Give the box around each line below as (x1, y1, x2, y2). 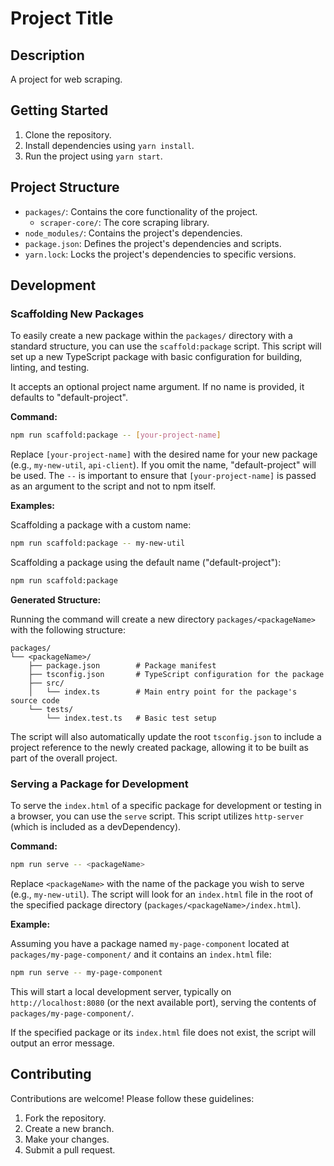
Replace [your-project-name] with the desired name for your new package (10, 448, 318, 461)
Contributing (10, 1066, 92, 1083)
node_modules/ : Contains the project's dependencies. (24, 227, 243, 239)
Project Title (10, 7, 114, 30)
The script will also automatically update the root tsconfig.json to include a (10, 730, 322, 742)
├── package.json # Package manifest (28, 660, 217, 671)
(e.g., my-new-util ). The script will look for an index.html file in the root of (10, 888, 314, 901)
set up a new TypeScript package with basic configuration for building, (10, 351, 303, 363)
